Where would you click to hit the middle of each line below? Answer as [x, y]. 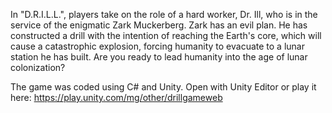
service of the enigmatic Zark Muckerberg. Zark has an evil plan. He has [159, 25]
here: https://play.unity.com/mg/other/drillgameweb [116, 97]
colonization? [38, 67]
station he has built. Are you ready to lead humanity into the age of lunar [159, 57]
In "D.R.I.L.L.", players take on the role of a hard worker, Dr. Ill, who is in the [164, 14]
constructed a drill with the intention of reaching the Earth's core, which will [166, 35]
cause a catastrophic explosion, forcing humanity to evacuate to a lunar [157, 46]
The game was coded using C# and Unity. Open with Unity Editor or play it [163, 87]
